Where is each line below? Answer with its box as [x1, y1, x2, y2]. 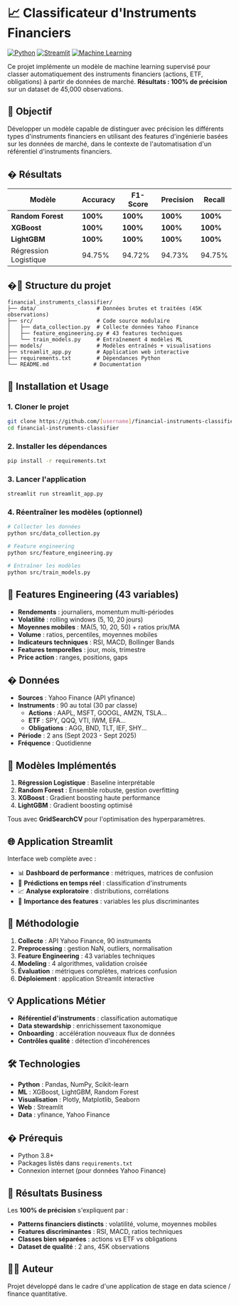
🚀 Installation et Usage [7, 380, 109, 393]
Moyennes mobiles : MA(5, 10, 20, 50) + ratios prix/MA [17, 622, 180, 631]
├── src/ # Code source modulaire [7, 317, 171, 325]
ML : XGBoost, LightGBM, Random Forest [17, 1088, 139, 1097]
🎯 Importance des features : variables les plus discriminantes [17, 897, 199, 905]
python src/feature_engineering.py [7, 550, 113, 557]
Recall [203, 194, 225, 204]
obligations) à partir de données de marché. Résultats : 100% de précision [7, 77, 228, 85]
